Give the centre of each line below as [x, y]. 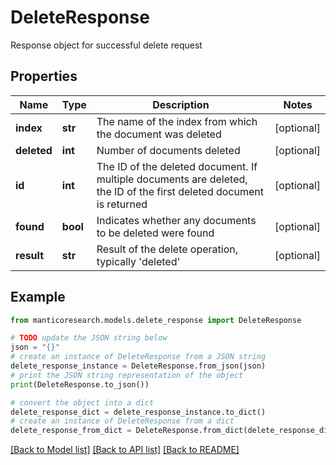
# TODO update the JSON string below [89, 338]
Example [38, 297]
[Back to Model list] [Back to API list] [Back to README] [125, 450]
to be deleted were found [155, 233]
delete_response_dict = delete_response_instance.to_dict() [138, 412]
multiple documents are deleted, [172, 179]
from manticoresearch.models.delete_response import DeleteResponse [156, 320]
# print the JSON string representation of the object [127, 375]
